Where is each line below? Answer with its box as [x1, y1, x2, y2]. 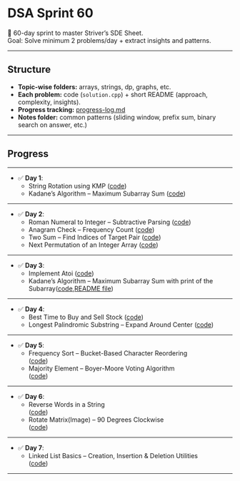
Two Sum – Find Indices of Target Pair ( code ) [28, 233, 161, 241]
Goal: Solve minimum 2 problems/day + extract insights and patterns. [7, 36, 211, 44]
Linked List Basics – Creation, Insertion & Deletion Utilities [28, 451, 199, 460]
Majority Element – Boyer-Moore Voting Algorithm [28, 364, 175, 373]
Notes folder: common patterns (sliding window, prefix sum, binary [17, 113, 216, 121]
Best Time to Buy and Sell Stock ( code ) [28, 313, 144, 321]
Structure [7, 64, 51, 76]
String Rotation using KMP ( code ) [28, 181, 127, 190]
